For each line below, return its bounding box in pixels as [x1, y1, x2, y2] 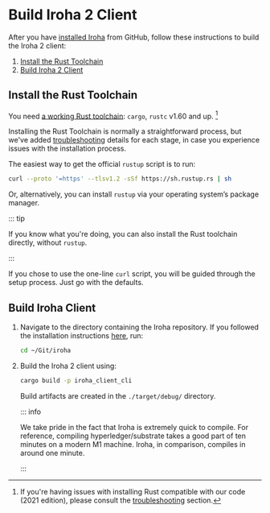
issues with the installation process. [8, 143, 127, 154]
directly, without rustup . [8, 238, 88, 247]
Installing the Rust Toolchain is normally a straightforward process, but [8, 126, 242, 136]
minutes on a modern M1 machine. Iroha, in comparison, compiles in [19, 439, 247, 449]
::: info [19, 407, 42, 416]
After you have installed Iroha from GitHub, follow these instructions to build [8, 32, 260, 42]
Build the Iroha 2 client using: [19, 361, 117, 370]
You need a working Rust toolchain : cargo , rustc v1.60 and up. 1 [8, 110, 219, 121]
